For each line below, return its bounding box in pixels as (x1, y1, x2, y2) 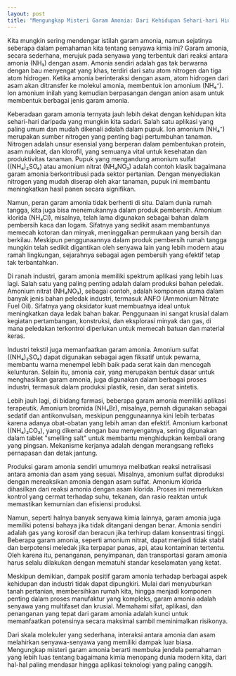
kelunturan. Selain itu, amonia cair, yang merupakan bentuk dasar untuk (7, 368, 215, 376)
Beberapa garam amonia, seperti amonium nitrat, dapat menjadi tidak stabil (7, 536, 225, 544)
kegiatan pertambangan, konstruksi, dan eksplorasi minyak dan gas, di (7, 316, 212, 325)
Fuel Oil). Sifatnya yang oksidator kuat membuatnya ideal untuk (7, 301, 190, 310)
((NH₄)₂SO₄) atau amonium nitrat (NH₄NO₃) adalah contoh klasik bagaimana (7, 162, 226, 170)
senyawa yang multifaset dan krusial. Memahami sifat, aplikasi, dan (7, 601, 202, 610)
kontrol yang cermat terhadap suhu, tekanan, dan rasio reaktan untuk (7, 492, 208, 501)
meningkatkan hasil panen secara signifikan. (7, 184, 136, 193)
